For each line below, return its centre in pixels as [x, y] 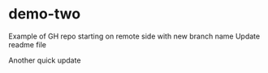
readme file [28, 44]
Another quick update [45, 60]
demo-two [45, 14]
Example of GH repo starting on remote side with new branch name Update [134, 36]
